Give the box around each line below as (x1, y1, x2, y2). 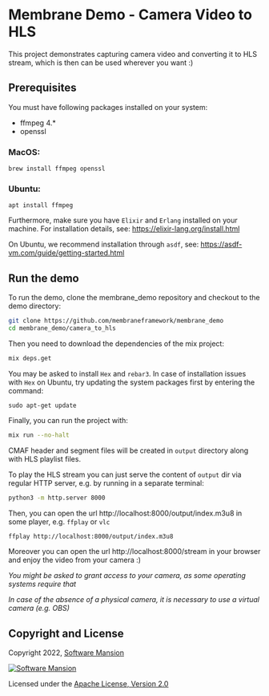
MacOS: (8, 146, 41, 157)
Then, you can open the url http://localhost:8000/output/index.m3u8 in (8, 508, 243, 518)
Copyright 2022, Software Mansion (8, 648, 124, 657)
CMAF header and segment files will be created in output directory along (8, 446, 249, 455)
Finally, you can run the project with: (8, 415, 128, 425)
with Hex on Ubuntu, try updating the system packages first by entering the (8, 377, 255, 387)
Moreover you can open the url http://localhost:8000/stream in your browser (8, 547, 261, 556)
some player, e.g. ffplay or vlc (8, 516, 110, 527)
